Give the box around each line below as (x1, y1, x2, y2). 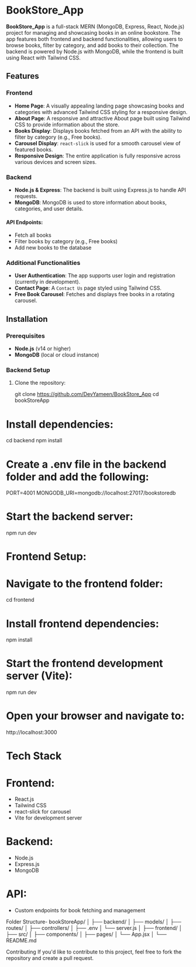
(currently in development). (14, 278, 81, 286)
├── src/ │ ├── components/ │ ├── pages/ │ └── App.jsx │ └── (6, 931, 167, 938)
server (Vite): (6, 669, 73, 683)
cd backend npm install (6, 437, 63, 444)
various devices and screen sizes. (14, 158, 97, 165)
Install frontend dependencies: (6, 617, 159, 630)
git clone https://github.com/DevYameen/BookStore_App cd (14, 391, 159, 398)
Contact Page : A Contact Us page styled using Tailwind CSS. (14, 284, 162, 291)
